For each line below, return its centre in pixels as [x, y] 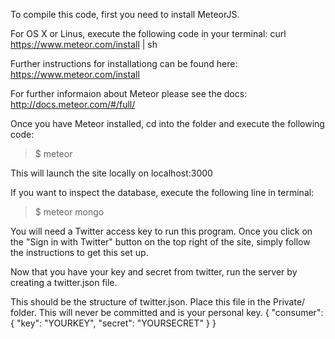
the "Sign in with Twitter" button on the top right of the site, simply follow [160, 242]
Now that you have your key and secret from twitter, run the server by [154, 272]
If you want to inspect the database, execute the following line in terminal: [162, 192]
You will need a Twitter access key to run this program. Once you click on [161, 231]
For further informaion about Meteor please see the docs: [129, 93]
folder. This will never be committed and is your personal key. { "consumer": [167, 312]
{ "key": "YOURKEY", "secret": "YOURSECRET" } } [113, 323]
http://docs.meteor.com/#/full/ [73, 104]
